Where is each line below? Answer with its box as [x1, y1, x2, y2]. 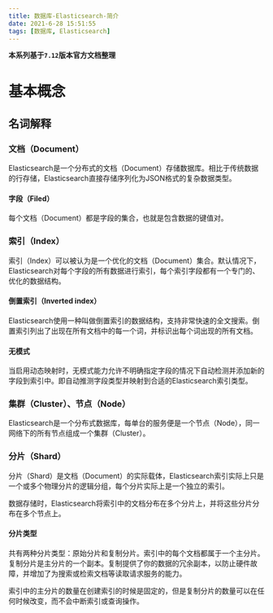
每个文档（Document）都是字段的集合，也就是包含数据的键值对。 [8, 213, 229, 223]
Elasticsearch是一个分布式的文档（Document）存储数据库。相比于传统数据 [8, 164, 258, 173]
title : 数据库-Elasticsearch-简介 [8, 11, 119, 20]
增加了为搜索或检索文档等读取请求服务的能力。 [29, 568, 187, 578]
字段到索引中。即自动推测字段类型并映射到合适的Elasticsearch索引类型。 [8, 376, 253, 386]
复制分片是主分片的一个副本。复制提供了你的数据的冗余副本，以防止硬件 [8, 558, 250, 568]
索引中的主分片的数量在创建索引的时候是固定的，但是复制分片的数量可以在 [8, 585, 258, 595]
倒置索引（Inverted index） [8, 296, 102, 306]
